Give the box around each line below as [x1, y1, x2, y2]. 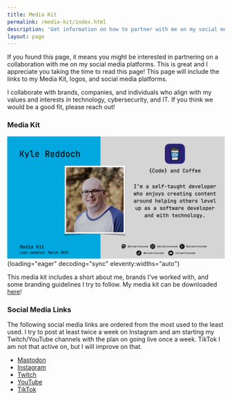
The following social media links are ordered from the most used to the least [7, 321, 224, 329]
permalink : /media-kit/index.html [7, 18, 107, 26]
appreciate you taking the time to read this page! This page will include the [7, 68, 220, 76]
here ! [7, 287, 22, 296]
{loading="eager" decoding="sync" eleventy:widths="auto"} [7, 260, 180, 268]
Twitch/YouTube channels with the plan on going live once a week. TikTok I [7, 335, 221, 343]
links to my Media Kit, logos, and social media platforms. [7, 75, 168, 83]
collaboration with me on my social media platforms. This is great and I [7, 60, 209, 68]
